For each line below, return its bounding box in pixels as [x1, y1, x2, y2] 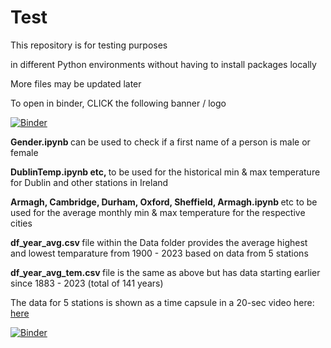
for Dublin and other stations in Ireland [10, 176, 169, 188]
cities [10, 217, 33, 229]
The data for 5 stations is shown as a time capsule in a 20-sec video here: [10, 296, 315, 308]
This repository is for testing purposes [10, 39, 168, 51]
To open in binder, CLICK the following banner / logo [10, 97, 227, 109]
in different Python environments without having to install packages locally [10, 58, 317, 70]
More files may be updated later [10, 77, 142, 90]
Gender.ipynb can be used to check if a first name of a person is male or [10, 136, 311, 148]
